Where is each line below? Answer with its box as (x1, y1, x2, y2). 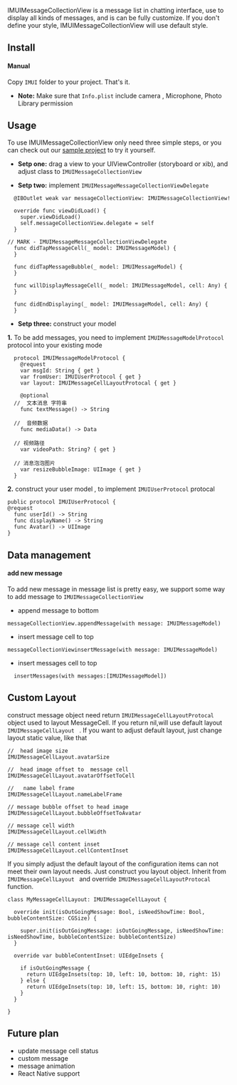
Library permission (17, 99, 73, 108)
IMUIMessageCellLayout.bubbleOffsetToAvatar (7, 809, 142, 816)
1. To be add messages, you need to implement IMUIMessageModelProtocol (7, 333, 224, 342)
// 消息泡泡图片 (14, 460, 56, 467)
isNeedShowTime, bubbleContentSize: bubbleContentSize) (7, 933, 177, 940)
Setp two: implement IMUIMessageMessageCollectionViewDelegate (17, 181, 209, 190)
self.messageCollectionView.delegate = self (20, 220, 154, 227)
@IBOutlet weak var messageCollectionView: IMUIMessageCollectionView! (14, 195, 231, 202)
